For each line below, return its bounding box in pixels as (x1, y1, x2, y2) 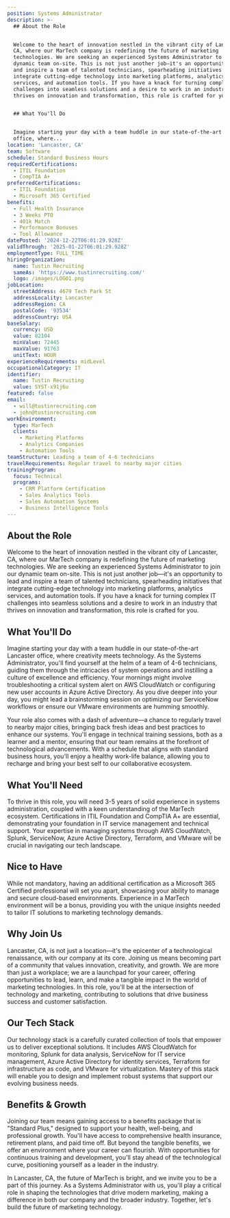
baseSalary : (7, 320, 41, 327)
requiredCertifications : (7, 160, 78, 168)
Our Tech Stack (7, 1017, 75, 1029)
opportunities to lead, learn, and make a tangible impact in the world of (7, 975, 207, 984)
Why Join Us (7, 928, 63, 940)
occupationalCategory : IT (7, 364, 81, 371)
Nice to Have (7, 861, 63, 873)
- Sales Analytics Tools (19, 492, 90, 499)
